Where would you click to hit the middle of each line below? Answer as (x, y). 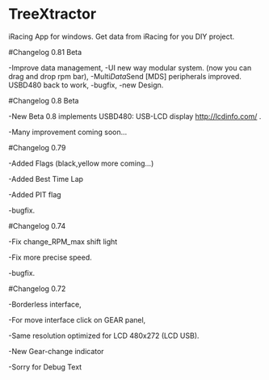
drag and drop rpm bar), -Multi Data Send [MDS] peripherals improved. (125, 76)
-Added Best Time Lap (46, 179)
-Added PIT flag (35, 194)
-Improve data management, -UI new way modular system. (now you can (130, 68)
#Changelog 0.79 (37, 147)
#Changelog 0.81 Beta (45, 52)
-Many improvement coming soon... (68, 132)
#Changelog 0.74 (37, 226)
